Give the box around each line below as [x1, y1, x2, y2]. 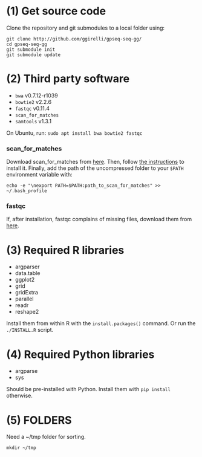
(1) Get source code [6, 4, 106, 18]
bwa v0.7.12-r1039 [15, 92, 59, 99]
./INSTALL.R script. [6, 326, 54, 334]
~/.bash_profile [6, 188, 47, 194]
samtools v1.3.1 [15, 117, 52, 125]
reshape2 [15, 308, 39, 316]
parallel [15, 295, 34, 303]
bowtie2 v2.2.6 [15, 98, 52, 105]
